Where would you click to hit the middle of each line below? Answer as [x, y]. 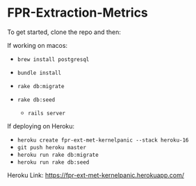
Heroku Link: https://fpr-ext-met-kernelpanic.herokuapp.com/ [96, 175]
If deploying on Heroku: [41, 126]
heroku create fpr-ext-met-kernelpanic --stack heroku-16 [103, 140]
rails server [47, 113]
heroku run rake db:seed [53, 162]
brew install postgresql [53, 59]
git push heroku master [52, 147]
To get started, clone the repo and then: [64, 32]
